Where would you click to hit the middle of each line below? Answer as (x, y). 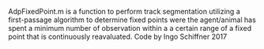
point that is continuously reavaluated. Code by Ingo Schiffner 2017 (118, 36)
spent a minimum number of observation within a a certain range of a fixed (130, 28)
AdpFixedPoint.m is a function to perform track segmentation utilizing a (124, 11)
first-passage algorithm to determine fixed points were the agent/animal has (132, 20)
